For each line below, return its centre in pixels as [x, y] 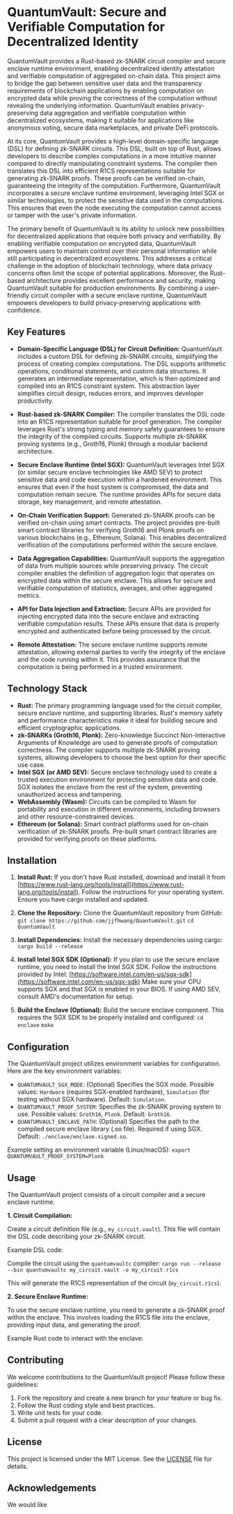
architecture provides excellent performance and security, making [121, 280]
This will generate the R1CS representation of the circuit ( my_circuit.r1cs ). [114, 1283]
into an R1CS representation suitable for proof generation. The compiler [120, 422]
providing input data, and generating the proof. [74, 1325]
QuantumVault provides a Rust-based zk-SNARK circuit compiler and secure [116, 61]
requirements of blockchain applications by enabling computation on [105, 91]
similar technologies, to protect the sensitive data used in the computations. [116, 200]
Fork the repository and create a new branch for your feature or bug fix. [120, 1398]
